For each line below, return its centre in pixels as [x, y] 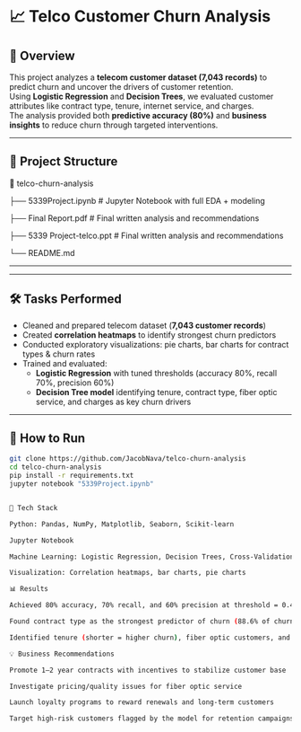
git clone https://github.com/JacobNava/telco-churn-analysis [128, 459]
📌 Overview [42, 55]
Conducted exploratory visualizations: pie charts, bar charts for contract [155, 344]
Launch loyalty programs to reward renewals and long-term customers [142, 702]
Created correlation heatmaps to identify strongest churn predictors [149, 335]
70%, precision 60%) [75, 383]
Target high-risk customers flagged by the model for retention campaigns [152, 719]
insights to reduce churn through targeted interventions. [114, 125]
